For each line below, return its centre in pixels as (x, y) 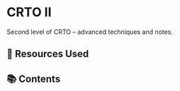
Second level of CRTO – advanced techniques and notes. (90, 32)
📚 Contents (34, 79)
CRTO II (29, 12)
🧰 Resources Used (48, 54)
